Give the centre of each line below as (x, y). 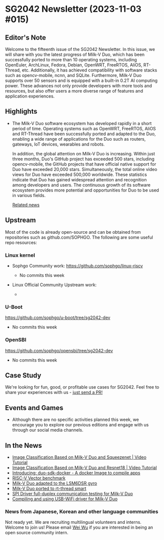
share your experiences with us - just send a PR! (54, 393)
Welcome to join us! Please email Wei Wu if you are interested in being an (79, 527)
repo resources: (21, 242)
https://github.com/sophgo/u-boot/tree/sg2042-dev (58, 318)
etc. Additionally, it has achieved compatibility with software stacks (90, 70)
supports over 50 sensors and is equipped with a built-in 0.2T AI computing (81, 80)
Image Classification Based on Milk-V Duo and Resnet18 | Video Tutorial (84, 467)
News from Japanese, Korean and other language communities (82, 512)
